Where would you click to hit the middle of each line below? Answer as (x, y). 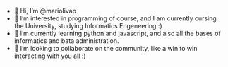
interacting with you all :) (50, 56)
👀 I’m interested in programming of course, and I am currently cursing (115, 18)
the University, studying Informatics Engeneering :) (88, 26)
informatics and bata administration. (66, 41)
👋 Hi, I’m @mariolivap (45, 11)
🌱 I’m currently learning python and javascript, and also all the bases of (117, 33)
